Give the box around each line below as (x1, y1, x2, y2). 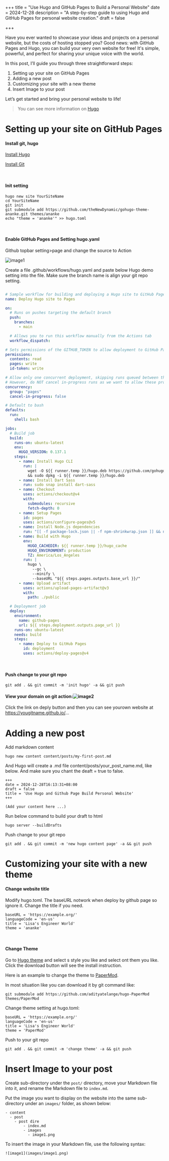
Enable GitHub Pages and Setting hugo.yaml (5, 236, 100, 242)
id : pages (23, 515, 44, 520)
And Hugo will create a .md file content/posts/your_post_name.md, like (5, 763, 152, 769)
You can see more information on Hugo (17, 106, 99, 111)
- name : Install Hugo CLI (18, 459, 73, 464)
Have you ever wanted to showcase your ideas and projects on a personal (5, 35, 159, 40)
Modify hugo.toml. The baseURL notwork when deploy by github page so (5, 897, 157, 903)
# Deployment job (10, 604, 46, 609)
